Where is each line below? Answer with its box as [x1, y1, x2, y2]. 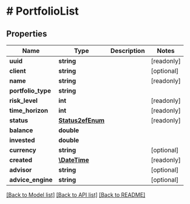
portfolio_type [9, 86, 52, 95]
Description [110, 47, 145, 55]
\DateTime [58, 156, 89, 164]
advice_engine [9, 175, 53, 184]
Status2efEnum [58, 116, 105, 124]
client [9, 67, 26, 75]
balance [9, 126, 33, 135]
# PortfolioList [6, 4, 79, 18]
